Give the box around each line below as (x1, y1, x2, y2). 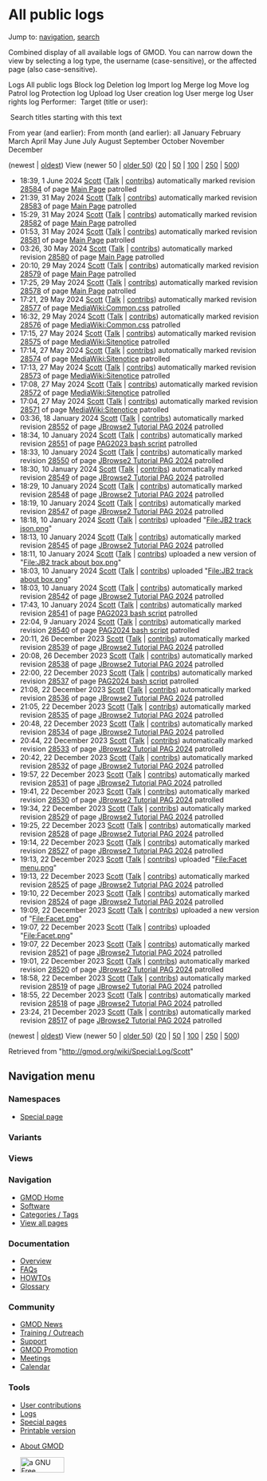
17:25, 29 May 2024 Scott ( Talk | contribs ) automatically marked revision (19, 277, 258, 287)
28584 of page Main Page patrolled (19, 184, 137, 193)
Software (19, 1201, 50, 1210)
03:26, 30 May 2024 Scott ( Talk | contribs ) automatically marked (19, 244, 233, 253)
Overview (19, 1256, 52, 1266)
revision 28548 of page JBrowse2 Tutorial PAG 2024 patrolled (19, 489, 225, 499)
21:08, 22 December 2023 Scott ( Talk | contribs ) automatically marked (19, 684, 251, 694)
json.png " (19, 523, 53, 533)
